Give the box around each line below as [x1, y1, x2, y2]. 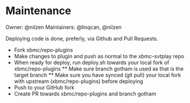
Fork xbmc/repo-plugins [14, 46, 74, 54]
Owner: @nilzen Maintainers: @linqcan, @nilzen [5, 24, 122, 31]
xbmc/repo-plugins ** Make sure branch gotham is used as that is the [14, 65, 184, 72]
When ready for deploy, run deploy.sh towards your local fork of [14, 59, 170, 66]
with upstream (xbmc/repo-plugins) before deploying [14, 78, 144, 85]
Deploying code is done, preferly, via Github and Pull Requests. [5, 35, 158, 42]
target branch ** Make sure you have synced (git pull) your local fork [14, 71, 181, 78]
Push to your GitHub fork [14, 84, 75, 91]
